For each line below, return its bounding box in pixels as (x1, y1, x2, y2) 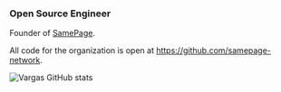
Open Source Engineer (9, 7, 111, 20)
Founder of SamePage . (9, 28, 95, 39)
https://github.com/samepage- (155, 45, 272, 56)
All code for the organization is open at (9, 45, 154, 56)
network (9, 55, 41, 66)
